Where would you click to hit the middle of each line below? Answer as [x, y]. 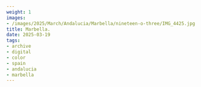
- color [16, 58]
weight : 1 [19, 12]
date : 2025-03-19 [28, 35]
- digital [19, 52]
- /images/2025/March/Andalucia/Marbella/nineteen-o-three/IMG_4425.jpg [101, 23]
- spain [16, 63]
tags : [13, 40]
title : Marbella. [28, 29]
